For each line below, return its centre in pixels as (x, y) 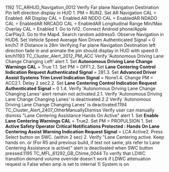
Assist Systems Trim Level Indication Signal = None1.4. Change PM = (79, 78)
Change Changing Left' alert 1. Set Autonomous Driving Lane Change (79, 61)
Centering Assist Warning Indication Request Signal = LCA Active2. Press (84, 132)
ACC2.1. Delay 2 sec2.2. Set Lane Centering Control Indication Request (81, 83)
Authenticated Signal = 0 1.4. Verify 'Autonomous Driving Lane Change (80, 88)
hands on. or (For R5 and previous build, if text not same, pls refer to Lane (83, 142)
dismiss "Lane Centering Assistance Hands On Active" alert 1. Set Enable (82, 116)
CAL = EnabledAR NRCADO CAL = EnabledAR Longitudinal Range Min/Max (84, 23)
